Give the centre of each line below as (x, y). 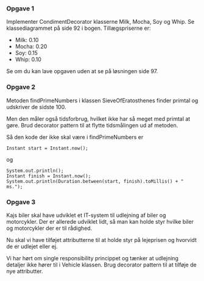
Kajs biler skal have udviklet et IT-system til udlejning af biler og (86, 215)
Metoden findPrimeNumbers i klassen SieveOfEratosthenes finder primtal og (102, 100)
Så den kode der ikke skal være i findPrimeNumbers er (75, 137)
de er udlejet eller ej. (32, 246)
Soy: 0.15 (26, 53)
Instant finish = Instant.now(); (49, 176)
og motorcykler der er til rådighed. (49, 228)
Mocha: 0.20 (31, 46)
